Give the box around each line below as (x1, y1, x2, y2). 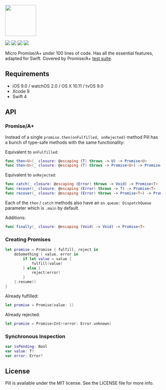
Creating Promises (5, 236, 51, 243)
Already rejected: (5, 311, 41, 317)
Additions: (5, 215, 26, 221)
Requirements (5, 70, 49, 78)
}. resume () (14, 279, 37, 284)
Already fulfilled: (5, 293, 39, 299)
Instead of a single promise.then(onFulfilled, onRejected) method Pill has (5, 134, 158, 140)
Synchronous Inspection (5, 333, 66, 339)
